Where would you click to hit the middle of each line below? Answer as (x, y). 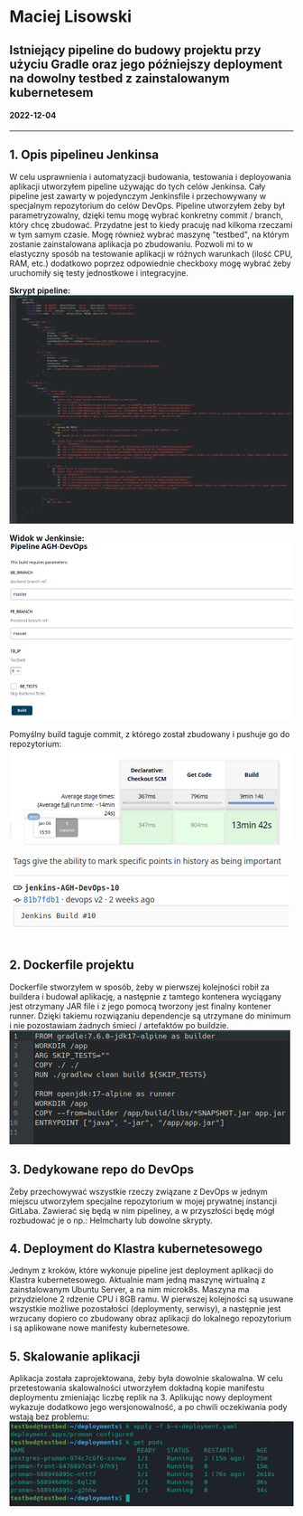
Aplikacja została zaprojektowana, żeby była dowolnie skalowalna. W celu (147, 1379)
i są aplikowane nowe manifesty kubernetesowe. (100, 1328)
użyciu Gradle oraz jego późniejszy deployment (146, 64)
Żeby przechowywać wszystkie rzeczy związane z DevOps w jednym (138, 1191)
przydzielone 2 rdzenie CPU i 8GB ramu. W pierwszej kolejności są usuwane (151, 1299)
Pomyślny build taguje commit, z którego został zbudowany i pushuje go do (150, 734)
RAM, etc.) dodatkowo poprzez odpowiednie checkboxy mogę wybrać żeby (150, 263)
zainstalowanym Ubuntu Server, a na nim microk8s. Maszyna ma (129, 1290)
